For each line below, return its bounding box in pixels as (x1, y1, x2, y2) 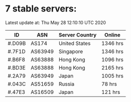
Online (104, 31, 120, 38)
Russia (58, 80, 74, 87)
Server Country (58, 31, 97, 38)
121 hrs (101, 88, 120, 95)
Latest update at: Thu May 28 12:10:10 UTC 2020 (5, 19, 106, 25)
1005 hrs (101, 72, 124, 79)
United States (58, 39, 91, 46)
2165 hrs (101, 64, 124, 71)
